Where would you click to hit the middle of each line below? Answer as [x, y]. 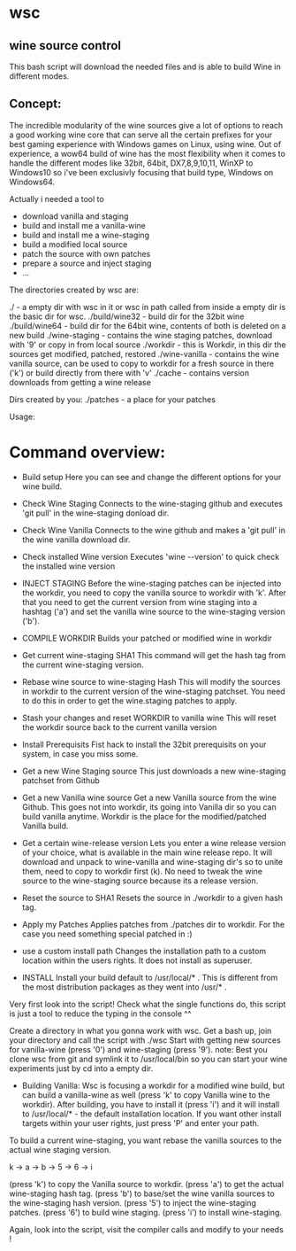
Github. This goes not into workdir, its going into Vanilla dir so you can [149, 807]
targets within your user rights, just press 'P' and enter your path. [140, 1123]
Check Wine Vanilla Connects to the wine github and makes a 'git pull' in [153, 530]
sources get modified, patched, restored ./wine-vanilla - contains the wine [144, 354]
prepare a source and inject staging [87, 263]
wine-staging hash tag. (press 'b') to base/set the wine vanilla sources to [142, 1193]
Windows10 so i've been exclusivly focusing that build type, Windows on [141, 172]
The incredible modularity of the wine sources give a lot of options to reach [146, 125]
